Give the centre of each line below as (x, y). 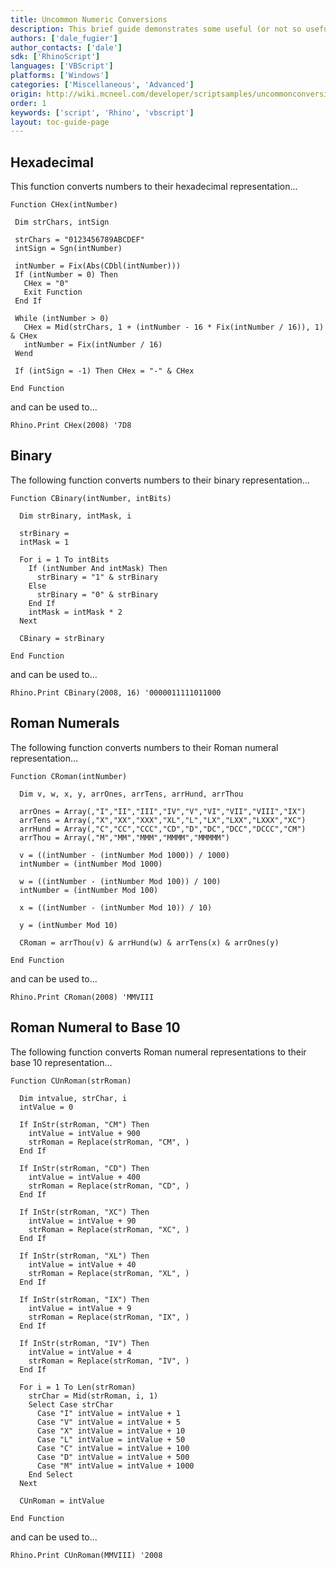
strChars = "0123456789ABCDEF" (79, 240)
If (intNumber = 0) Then (66, 275)
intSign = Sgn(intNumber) (68, 249)
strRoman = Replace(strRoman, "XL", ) (109, 1273)
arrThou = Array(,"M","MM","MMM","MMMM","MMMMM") (124, 837)
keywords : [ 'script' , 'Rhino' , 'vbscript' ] (102, 112)
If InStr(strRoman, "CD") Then (84, 1168)
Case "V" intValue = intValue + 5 (109, 1422)
